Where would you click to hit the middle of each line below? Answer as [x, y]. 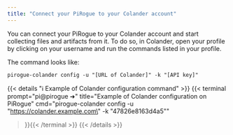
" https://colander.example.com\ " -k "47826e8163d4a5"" [89, 111]
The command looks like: [43, 62]
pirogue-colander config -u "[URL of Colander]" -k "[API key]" [103, 75]
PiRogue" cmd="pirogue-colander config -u [71, 104]
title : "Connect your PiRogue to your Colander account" [92, 14]
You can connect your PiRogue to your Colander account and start [103, 34]
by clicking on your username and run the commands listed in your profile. [114, 48]
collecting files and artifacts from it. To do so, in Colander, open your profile [116, 41]
